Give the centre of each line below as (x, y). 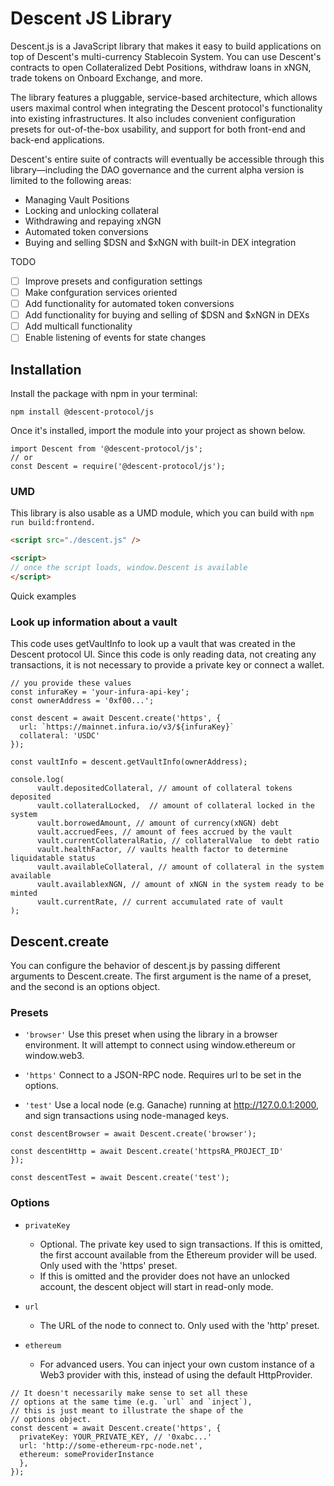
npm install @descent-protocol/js (82, 412)
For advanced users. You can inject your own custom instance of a (177, 1364)
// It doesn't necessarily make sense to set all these (129, 1393)
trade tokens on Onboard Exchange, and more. (106, 78)
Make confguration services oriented (101, 292)
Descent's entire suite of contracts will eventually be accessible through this (167, 159)
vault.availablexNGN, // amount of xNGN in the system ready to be (180, 885)
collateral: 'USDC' (60, 736)
